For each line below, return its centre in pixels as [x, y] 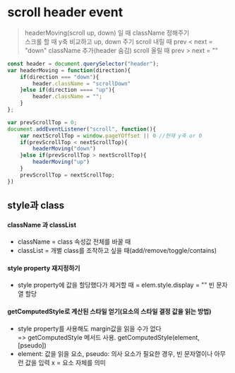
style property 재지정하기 [44, 268]
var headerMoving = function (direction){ [69, 70]
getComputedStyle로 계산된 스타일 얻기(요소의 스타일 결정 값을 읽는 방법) [109, 312]
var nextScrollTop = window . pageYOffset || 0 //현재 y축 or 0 [111, 136]
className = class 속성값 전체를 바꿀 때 [74, 242]
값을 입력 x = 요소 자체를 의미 [65, 362]
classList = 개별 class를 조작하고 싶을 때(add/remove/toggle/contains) [117, 251]
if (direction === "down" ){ [60, 77]
